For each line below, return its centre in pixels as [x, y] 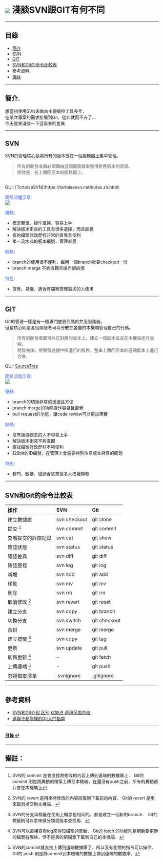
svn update [69, 648]
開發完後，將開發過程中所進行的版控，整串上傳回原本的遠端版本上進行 [88, 350]
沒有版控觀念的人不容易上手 [40, 435]
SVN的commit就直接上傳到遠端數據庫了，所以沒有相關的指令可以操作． [84, 847]
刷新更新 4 [19, 657]
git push [101, 666]
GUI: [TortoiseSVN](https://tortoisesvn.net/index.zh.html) [62, 187]
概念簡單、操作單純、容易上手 [42, 223]
